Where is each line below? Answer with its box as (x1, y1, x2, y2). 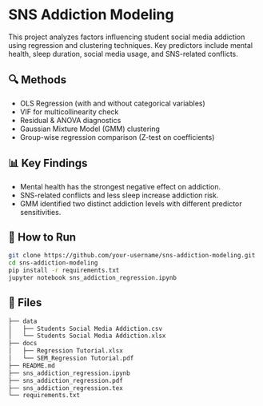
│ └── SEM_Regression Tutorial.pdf (8, 354, 134, 363)
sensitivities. (19, 207, 62, 217)
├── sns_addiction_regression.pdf (8, 376, 124, 384)
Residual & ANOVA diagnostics (19, 115, 122, 125)
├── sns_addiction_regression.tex (8, 384, 124, 392)
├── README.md (8, 361, 56, 369)
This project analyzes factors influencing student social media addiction (8, 32, 245, 42)
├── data (8, 317, 38, 325)
